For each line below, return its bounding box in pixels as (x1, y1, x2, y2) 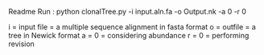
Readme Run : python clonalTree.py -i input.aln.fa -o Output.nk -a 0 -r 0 (8, 7, 247, 16)
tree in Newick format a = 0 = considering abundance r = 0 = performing (8, 31, 250, 40)
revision (8, 39, 35, 49)
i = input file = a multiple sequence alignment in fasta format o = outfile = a (8, 22, 256, 31)
